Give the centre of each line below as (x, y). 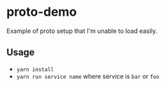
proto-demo (42, 12)
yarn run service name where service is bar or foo (88, 76)
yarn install (35, 69)
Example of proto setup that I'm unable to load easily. (82, 31)
